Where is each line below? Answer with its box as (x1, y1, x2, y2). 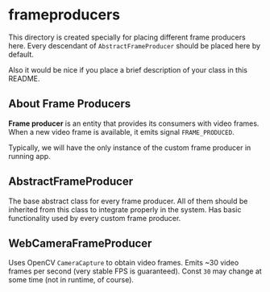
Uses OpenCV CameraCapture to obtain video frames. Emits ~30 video (8, 258, 239, 268)
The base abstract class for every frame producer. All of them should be (8, 196, 248, 206)
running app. (8, 151, 51, 161)
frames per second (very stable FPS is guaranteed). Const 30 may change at (8, 266, 262, 276)
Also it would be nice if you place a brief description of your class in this (8, 65, 248, 74)
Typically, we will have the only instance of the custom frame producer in (8, 143, 251, 152)
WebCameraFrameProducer (8, 236, 152, 250)
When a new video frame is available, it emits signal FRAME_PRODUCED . (8, 127, 235, 136)
